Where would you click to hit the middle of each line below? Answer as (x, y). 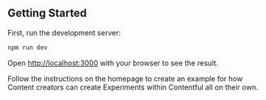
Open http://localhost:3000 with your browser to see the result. (113, 63)
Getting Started (47, 13)
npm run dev (27, 48)
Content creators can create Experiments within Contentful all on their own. (133, 87)
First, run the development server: (64, 32)
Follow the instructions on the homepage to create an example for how (125, 78)
